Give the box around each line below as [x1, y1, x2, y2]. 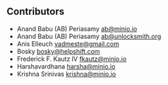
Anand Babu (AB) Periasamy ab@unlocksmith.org [16, 32, 162, 40]
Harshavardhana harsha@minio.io [16, 62, 116, 70]
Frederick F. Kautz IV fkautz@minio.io [16, 55, 127, 63]
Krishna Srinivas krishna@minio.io [16, 69, 116, 78]
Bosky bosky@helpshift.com [16, 47, 100, 55]
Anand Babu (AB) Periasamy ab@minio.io [16, 24, 138, 33]
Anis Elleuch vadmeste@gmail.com [16, 39, 119, 48]
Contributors [6, 6, 65, 18]
